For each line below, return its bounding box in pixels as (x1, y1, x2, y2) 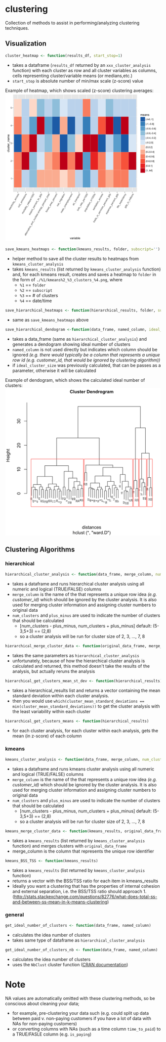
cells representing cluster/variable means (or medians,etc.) (12, 73, 132, 79)
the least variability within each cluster (12, 708, 91, 714)
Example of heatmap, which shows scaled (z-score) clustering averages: (5, 88, 154, 93)
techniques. (5, 25, 29, 31)
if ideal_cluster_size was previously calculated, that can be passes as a (12, 362, 161, 368)
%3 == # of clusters (19, 292, 58, 298)
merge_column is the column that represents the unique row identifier (12, 848, 154, 854)
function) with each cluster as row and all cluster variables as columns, (12, 67, 157, 73)
